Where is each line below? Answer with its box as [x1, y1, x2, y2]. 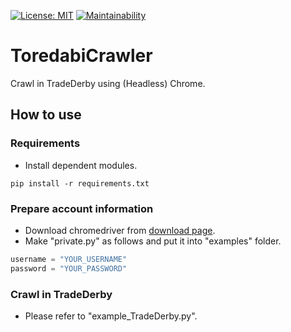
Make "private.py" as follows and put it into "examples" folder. [24, 235, 282, 247]
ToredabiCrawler [10, 45, 153, 67]
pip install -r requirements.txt [10, 178, 150, 189]
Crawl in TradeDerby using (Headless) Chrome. [10, 77, 206, 89]
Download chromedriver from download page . [24, 224, 216, 236]
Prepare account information [10, 201, 154, 215]
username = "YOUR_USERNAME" [10, 254, 128, 264]
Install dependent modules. [24, 159, 138, 171]
